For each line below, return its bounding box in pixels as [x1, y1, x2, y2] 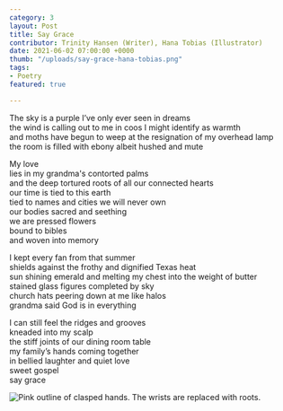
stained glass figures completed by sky [9, 280, 155, 292]
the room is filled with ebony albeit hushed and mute [9, 141, 204, 152]
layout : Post [9, 22, 58, 31]
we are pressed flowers [9, 215, 97, 226]
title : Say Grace [9, 30, 75, 39]
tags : [9, 64, 30, 73]
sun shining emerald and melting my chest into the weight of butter [9, 271, 258, 282]
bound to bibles [9, 225, 67, 236]
